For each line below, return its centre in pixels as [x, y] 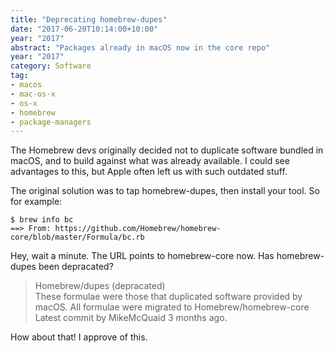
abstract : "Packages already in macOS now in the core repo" [140, 47]
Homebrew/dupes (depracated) [100, 286]
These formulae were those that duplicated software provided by [168, 297]
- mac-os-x [33, 94]
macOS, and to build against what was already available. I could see [150, 161]
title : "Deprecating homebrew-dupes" [89, 19]
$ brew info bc [42, 220]
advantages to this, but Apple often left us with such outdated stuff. [149, 172]
